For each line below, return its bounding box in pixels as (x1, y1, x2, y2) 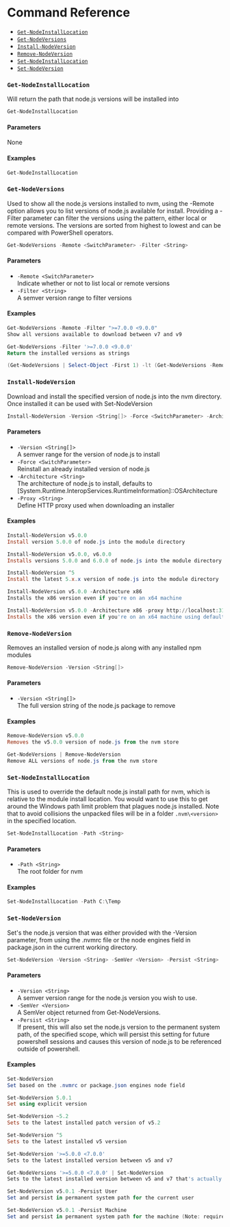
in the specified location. (7, 817, 77, 825)
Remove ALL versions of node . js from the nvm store (7, 757, 157, 764)
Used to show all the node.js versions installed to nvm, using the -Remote (7, 199, 214, 207)
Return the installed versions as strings (7, 350, 130, 357)
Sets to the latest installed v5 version (7, 1138, 127, 1145)
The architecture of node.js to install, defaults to (16, 479, 153, 488)
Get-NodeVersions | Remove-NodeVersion (7, 751, 121, 758)
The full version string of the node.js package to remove (16, 702, 176, 710)
